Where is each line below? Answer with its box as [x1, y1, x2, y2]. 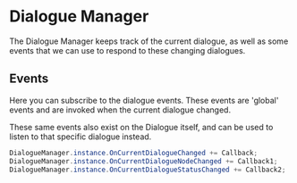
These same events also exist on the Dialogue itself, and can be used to [9, 121, 274, 132]
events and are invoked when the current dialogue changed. [9, 104, 231, 115]
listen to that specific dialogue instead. [9, 131, 152, 142]
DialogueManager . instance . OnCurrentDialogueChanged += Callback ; [9, 148, 258, 157]
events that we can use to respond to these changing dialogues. [9, 45, 246, 55]
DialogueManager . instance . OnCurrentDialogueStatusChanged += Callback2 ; [9, 165, 286, 174]
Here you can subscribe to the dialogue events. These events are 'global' [9, 95, 279, 105]
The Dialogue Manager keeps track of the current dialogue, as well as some [9, 36, 289, 46]
